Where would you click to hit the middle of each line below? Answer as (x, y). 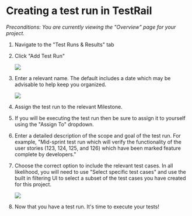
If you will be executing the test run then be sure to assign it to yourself (100, 118)
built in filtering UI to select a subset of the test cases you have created (100, 178)
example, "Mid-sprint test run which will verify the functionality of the (98, 142)
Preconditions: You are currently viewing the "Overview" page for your (91, 27)
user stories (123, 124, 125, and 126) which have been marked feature (98, 148)
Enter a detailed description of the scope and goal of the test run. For (97, 135)
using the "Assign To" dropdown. (54, 124)
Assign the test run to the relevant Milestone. (68, 107)
